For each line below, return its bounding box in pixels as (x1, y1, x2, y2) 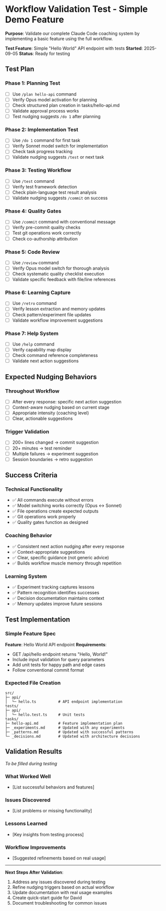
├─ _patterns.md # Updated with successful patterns (5, 730, 134, 735)
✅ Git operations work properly (12, 514, 76, 520)
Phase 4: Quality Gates (5, 207, 62, 214)
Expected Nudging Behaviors (5, 373, 97, 381)
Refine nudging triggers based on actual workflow (12, 884, 115, 890)
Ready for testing (35, 51, 70, 57)
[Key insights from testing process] (12, 831, 84, 837)
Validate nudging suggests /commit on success (12, 195, 108, 201)
